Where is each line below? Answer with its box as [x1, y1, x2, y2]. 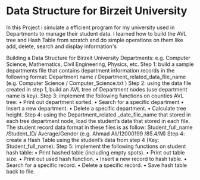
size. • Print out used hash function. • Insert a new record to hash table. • [6, 155, 187, 162]
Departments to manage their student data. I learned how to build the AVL [6, 30, 187, 37]
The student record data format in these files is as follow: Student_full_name [6, 124, 193, 131]
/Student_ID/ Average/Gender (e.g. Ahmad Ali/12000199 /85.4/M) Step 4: [6, 130, 185, 137]
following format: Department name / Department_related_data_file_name [6, 73, 186, 80]
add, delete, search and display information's [6, 43, 117, 50]
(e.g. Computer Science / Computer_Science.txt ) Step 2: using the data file [6, 79, 192, 87]
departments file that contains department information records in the [6, 67, 175, 74]
